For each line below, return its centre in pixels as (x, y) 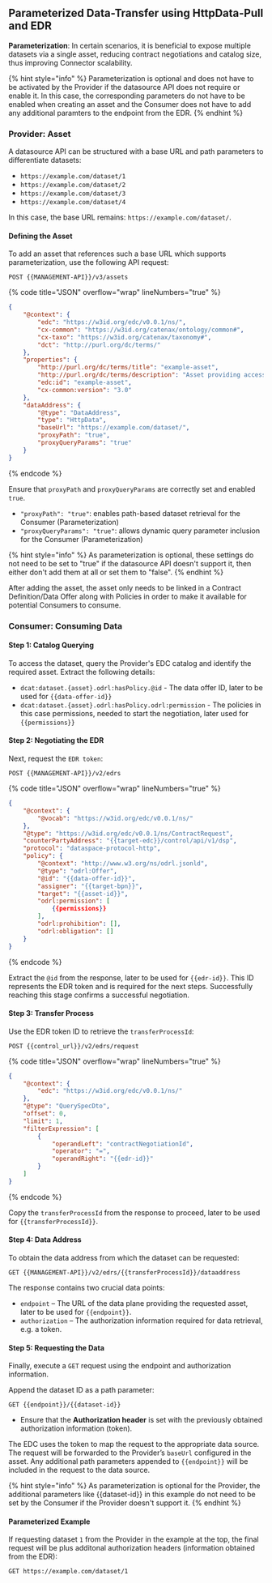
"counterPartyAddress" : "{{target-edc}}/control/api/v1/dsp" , (130, 841)
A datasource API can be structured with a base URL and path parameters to (136, 151)
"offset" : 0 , (45, 1114)
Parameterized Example (49, 1521)
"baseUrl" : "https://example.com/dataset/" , (114, 428)
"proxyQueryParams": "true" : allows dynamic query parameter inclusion (140, 531)
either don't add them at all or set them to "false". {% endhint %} (116, 572)
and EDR (30, 26)
